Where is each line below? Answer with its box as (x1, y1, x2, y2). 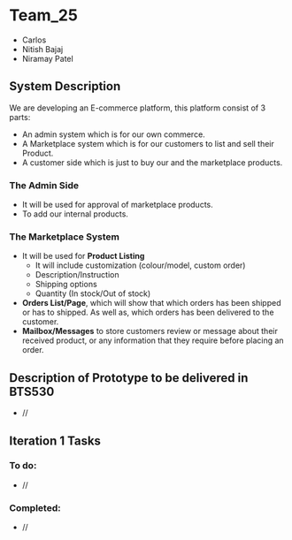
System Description (9, 79, 121, 94)
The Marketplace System (9, 231, 119, 243)
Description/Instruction (35, 270, 119, 280)
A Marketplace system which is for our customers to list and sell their (21, 138, 274, 148)
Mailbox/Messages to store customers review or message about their (21, 326, 279, 337)
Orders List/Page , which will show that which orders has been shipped (21, 298, 281, 308)
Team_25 (9, 5, 78, 26)
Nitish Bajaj (21, 43, 64, 54)
